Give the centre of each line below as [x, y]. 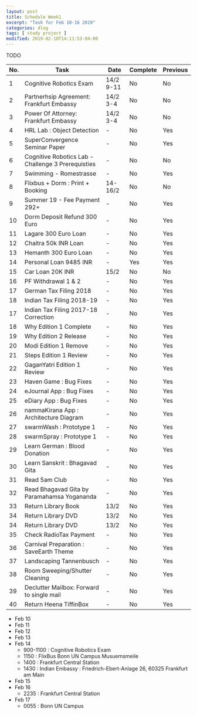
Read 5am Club [46, 480]
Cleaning [37, 578]
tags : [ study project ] [36, 33]
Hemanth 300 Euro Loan [58, 253]
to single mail [43, 595]
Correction [39, 317]
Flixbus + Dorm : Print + [57, 183]
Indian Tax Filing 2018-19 [61, 300]
